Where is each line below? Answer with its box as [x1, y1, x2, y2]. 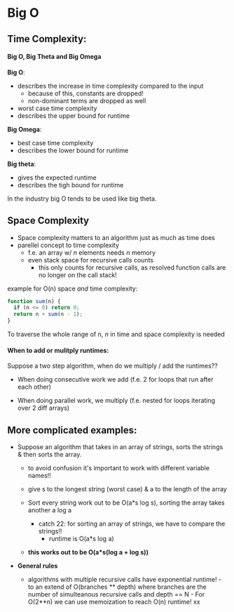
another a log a [27, 506, 72, 514]
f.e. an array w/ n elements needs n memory [27, 248, 156, 257]
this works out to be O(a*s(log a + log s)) [27, 548, 149, 557]
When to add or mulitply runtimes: [7, 346, 109, 354]
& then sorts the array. [17, 451, 82, 459]
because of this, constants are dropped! [27, 89, 144, 98]
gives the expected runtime [17, 173, 97, 182]
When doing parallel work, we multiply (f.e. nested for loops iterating [17, 397, 216, 405]
